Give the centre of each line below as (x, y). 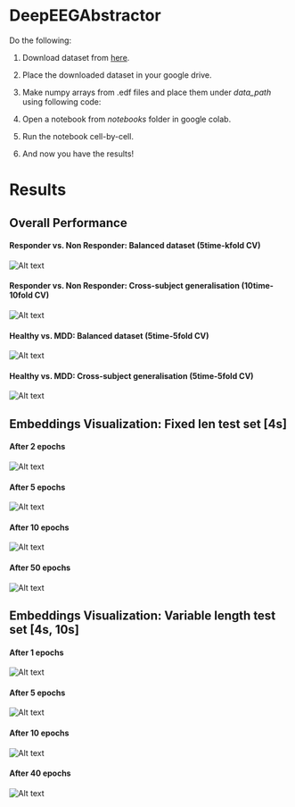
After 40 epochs (40, 773)
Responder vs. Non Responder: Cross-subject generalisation (125, 286)
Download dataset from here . (76, 57)
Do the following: (41, 40)
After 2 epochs (37, 447)
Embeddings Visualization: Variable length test (143, 615)
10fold (21, 295)
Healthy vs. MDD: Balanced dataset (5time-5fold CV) (109, 335)
